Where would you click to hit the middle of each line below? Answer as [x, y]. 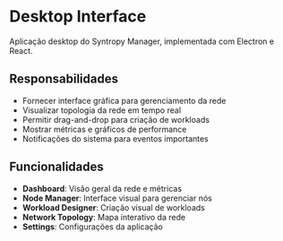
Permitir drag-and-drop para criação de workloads [116, 119]
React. [21, 50]
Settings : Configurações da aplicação [92, 227]
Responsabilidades [64, 79]
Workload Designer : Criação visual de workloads [114, 207]
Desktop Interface [78, 17]
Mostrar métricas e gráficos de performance [104, 129]
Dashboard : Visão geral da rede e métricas [102, 188]
